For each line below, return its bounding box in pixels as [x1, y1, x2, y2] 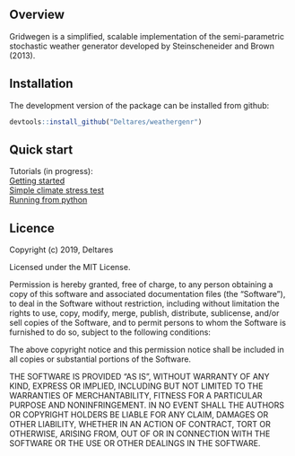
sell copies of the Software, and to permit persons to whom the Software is [9, 318, 287, 329]
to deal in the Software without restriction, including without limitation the [9, 298, 280, 309]
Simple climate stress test [9, 185, 105, 196]
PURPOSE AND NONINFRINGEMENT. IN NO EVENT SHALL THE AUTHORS [9, 399, 285, 411]
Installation [9, 76, 74, 92]
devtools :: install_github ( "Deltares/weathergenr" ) [9, 117, 203, 127]
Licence [9, 220, 56, 236]
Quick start [9, 142, 74, 157]
